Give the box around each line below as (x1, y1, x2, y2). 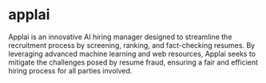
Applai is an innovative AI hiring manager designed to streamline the (8, 32, 232, 41)
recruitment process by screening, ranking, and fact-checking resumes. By (8, 40, 256, 49)
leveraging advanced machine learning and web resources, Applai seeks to (8, 49, 256, 58)
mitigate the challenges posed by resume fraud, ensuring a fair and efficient (8, 57, 258, 67)
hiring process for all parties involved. (8, 65, 133, 75)
